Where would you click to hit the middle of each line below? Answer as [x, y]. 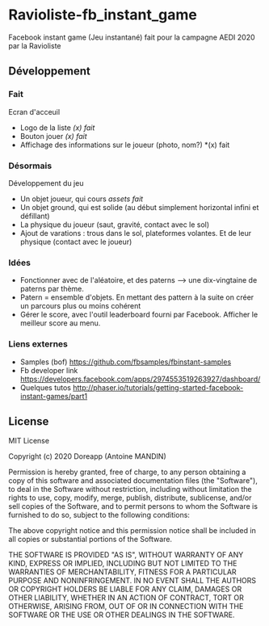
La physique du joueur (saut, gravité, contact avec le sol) [115, 225]
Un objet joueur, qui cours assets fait [82, 199]
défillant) [35, 216]
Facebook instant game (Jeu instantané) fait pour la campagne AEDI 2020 [132, 37]
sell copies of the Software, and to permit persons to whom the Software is [133, 506]
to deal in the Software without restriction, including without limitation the [130, 489]
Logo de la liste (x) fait [57, 128]
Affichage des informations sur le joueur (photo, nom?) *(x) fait [125, 145]
